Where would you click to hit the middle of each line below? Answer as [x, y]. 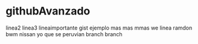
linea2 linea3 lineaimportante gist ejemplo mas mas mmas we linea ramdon [99, 28]
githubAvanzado [48, 11]
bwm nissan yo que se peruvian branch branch [64, 34]
